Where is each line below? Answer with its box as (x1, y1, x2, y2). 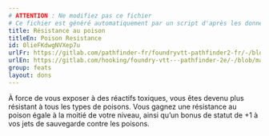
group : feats (8, 64, 52, 72)
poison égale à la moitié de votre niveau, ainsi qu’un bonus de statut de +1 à (8, 110, 259, 120)
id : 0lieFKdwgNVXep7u (8, 42, 81, 50)
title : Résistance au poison (8, 26, 106, 34)
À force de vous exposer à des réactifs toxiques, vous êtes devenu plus (8, 93, 244, 102)
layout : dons (8, 71, 52, 79)
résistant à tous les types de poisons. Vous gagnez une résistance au (8, 102, 237, 111)
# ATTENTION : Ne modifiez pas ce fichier (8, 11, 152, 20)
